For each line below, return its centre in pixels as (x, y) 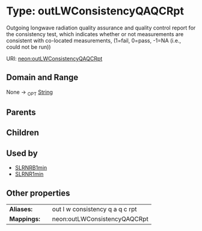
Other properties (38, 193)
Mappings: (25, 219)
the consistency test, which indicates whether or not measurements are (95, 34)
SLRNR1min (29, 174)
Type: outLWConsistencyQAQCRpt (95, 11)
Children (23, 133)
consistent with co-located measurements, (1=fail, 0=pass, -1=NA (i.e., (94, 40)
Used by (22, 153)
